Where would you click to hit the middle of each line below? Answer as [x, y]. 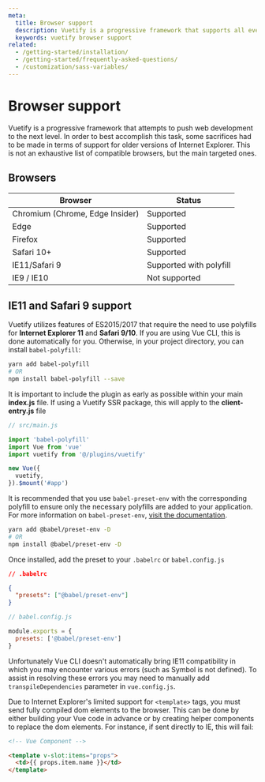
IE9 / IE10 [30, 277]
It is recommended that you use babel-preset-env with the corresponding [127, 498]
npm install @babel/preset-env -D [65, 544]
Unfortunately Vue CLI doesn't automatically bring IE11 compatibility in [122, 661]
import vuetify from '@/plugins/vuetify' [77, 454]
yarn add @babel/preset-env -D [60, 530]
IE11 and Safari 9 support [70, 305]
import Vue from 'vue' [45, 447]
